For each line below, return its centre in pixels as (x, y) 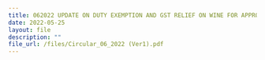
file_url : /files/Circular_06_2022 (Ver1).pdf (86, 44)
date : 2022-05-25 (37, 23)
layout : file (30, 30)
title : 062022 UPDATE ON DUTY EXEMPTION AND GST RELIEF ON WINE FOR (123, 15)
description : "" (35, 37)
